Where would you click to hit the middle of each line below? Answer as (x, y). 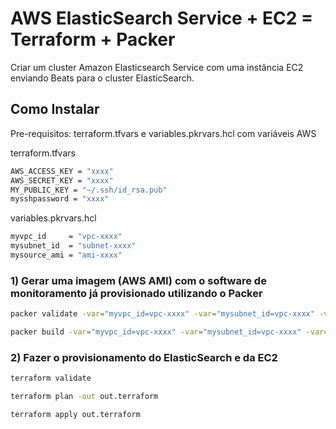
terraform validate (51, 378)
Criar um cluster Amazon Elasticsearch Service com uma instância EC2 (157, 67)
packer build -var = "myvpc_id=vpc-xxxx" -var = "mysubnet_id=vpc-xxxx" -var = (169, 332)
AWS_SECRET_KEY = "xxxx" (62, 180)
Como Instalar (55, 109)
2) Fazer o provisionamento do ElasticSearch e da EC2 (144, 357)
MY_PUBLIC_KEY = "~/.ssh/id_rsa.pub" (89, 190)
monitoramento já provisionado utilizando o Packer (136, 293)
